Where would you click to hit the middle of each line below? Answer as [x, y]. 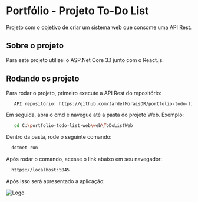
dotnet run [25, 148]
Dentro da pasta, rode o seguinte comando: [59, 137]
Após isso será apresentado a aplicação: [55, 181]
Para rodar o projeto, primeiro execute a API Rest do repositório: [84, 93]
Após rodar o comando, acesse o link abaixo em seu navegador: [84, 159]
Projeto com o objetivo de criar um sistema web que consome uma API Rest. [99, 27]
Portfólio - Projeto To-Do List [77, 11]
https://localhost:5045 [40, 170]
